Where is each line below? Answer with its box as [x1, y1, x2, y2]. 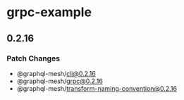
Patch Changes [6, 54, 61, 63]
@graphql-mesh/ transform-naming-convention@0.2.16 [16, 84, 178, 92]
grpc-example [6, 4, 92, 20]
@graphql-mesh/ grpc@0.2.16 [16, 77, 103, 85]
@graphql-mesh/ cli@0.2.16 [16, 69, 96, 77]
